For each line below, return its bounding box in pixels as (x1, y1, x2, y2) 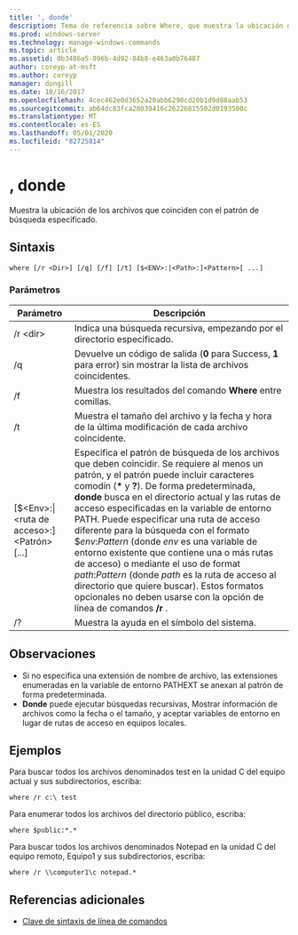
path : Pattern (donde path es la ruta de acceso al (74, 568, 277, 580)
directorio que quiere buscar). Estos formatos (74, 579, 264, 592)
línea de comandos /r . (74, 602, 169, 614)
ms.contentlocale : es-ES (9, 121, 101, 130)
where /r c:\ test (9, 793, 77, 803)
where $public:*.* (9, 826, 77, 835)
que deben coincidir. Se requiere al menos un (74, 457, 263, 469)
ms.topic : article (9, 46, 77, 55)
